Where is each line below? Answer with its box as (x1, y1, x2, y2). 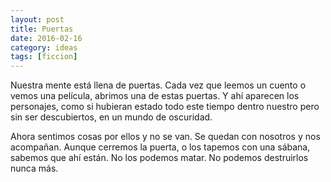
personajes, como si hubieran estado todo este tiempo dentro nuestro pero (10, 101, 320, 113)
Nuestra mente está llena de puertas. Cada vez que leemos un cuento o (10, 79, 307, 91)
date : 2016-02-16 (10, 33, 83, 43)
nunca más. (10, 162, 59, 175)
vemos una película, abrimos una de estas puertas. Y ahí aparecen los (10, 90, 300, 102)
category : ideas (10, 42, 78, 53)
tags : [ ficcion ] (10, 52, 78, 62)
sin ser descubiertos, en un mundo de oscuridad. (10, 111, 213, 123)
